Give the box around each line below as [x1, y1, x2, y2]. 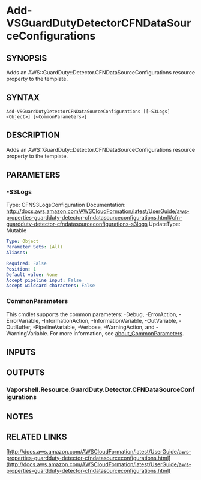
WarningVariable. [6, 329, 49, 337]
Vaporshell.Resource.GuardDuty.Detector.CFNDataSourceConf [6, 385, 195, 394]
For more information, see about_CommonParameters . [50, 329, 184, 337]
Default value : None [6, 271, 58, 278]
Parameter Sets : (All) [6, 244, 63, 250]
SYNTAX [6, 92, 40, 103]
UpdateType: [149, 220, 181, 228]
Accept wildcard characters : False [6, 283, 95, 289]
